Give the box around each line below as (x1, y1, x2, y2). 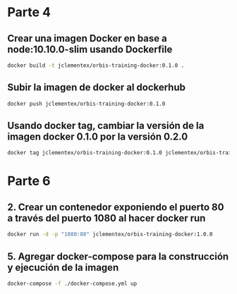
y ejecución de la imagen (7, 262, 119, 274)
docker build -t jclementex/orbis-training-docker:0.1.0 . (7, 62, 185, 69)
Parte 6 (7, 173, 51, 189)
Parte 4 (7, 4, 51, 20)
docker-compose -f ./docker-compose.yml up (7, 280, 138, 287)
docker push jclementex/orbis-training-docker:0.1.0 (7, 100, 166, 107)
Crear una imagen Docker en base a (7, 32, 167, 44)
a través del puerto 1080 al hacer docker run (7, 212, 206, 224)
